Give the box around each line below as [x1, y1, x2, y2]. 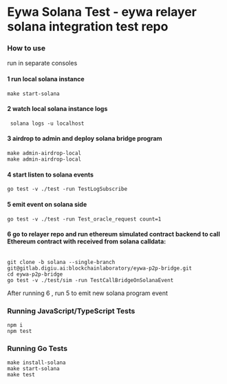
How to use [7, 43, 46, 53]
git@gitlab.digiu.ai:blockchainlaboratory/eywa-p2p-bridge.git [7, 265, 193, 272]
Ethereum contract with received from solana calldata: [7, 237, 166, 245]
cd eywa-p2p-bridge [7, 270, 63, 278]
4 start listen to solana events [7, 170, 94, 179]
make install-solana [7, 359, 67, 366]
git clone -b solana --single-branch [7, 259, 116, 265]
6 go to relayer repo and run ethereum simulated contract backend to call [7, 230, 220, 239]
